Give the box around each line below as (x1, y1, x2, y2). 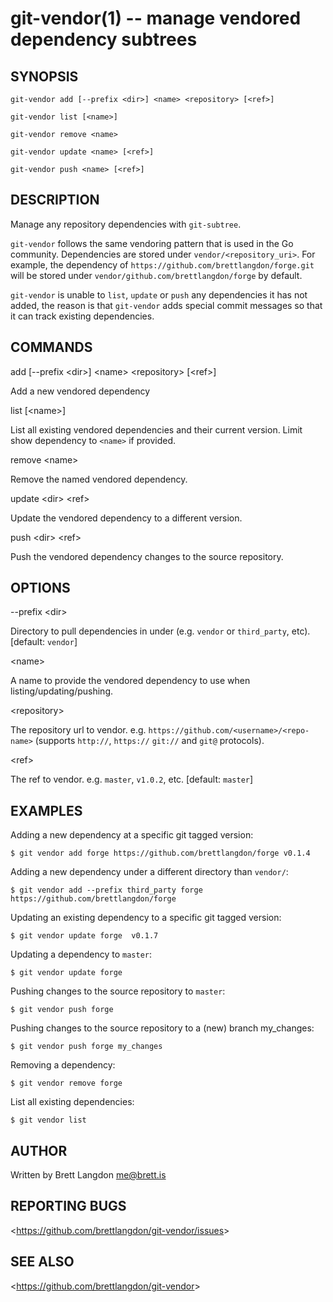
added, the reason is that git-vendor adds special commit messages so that (10, 299, 323, 311)
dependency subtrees (10, 28, 198, 51)
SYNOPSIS (10, 68, 79, 85)
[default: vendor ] (10, 636, 78, 648)
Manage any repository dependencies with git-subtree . (10, 218, 242, 230)
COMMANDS (10, 339, 93, 356)
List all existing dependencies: (10, 1096, 135, 1108)
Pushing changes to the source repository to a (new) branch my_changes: (10, 1022, 315, 1034)
